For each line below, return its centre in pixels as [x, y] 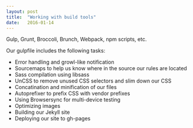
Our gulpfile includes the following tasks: [56, 51]
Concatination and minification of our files [66, 87]
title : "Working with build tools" [51, 17]
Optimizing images [37, 106]
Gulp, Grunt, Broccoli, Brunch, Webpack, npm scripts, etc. [76, 40]
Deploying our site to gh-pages [53, 119]
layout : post [22, 12]
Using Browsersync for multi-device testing [68, 100]
